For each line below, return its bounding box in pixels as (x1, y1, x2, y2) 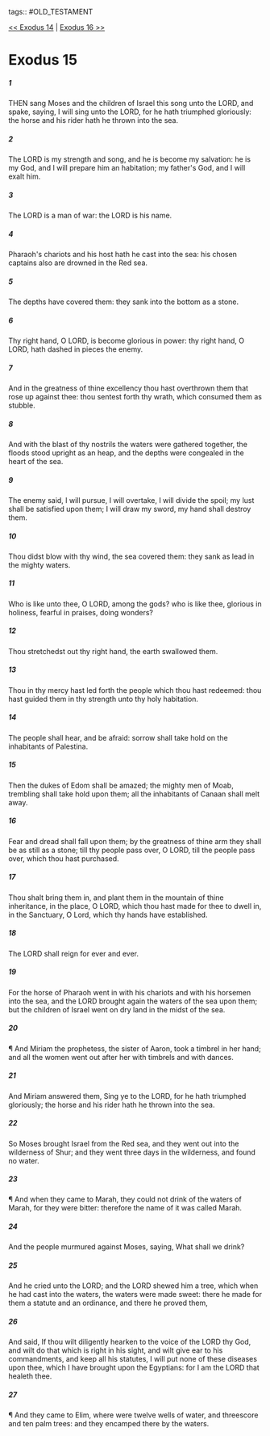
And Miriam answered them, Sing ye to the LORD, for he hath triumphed (8, 1091, 247, 1100)
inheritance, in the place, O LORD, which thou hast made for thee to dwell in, (8, 901, 262, 910)
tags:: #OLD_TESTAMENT (8, 7, 93, 16)
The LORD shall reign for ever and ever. (8, 948, 139, 958)
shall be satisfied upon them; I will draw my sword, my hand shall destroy (8, 504, 251, 513)
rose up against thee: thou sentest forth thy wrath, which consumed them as (8, 391, 262, 401)
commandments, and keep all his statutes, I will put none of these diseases (8, 1354, 258, 1364)
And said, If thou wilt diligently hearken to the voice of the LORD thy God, (8, 1337, 251, 1347)
